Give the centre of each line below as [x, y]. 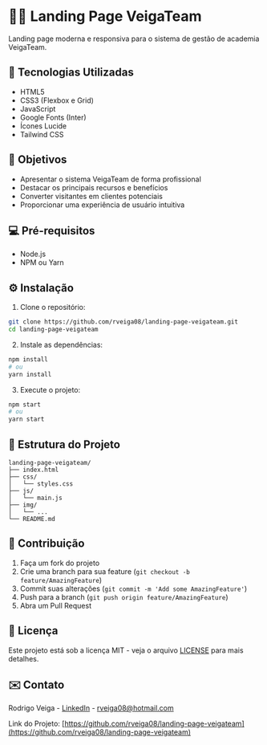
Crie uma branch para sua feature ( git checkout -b [105, 571]
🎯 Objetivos [38, 160]
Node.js [33, 254]
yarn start [26, 419]
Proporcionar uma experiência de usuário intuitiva [102, 205]
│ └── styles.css [41, 484]
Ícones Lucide [43, 126]
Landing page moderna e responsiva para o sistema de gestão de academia [134, 39]
